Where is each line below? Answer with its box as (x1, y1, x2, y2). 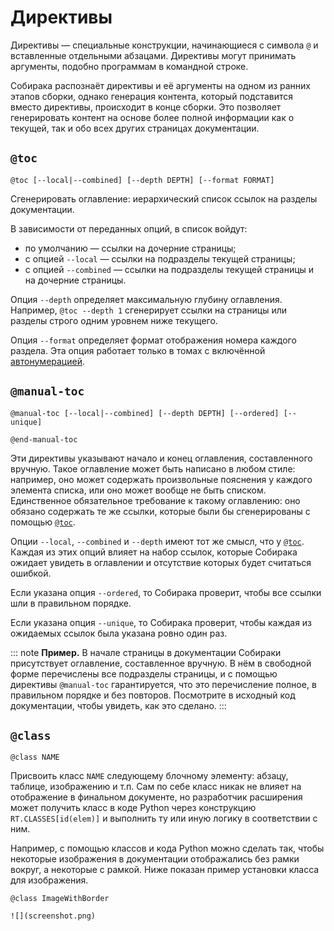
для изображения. (10, 874, 89, 886)
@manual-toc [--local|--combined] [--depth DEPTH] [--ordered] (10, 408, 280, 418)
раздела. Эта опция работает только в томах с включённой (10, 344, 266, 356)
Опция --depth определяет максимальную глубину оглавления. (10, 293, 283, 305)
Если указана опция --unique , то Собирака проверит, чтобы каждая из (10, 616, 313, 628)
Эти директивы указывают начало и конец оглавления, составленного (10, 452, 313, 464)
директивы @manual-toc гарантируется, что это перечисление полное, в (10, 678, 317, 690)
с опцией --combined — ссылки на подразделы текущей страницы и (24, 263, 315, 275)
